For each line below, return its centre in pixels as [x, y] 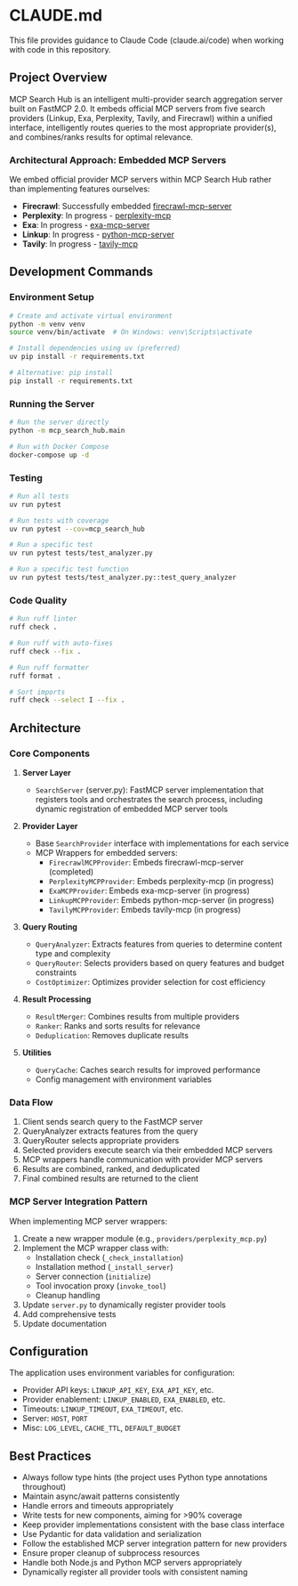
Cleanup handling [68, 1295]
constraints [56, 972]
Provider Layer [50, 826]
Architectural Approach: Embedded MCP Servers [118, 159]
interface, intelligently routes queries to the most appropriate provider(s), [143, 127]
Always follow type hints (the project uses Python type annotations [145, 1477]
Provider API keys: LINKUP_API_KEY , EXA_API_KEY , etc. [118, 1390]
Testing [26, 477]
